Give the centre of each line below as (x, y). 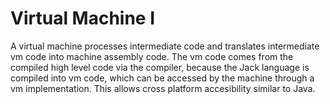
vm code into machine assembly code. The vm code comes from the (152, 56)
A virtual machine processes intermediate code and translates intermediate (165, 46)
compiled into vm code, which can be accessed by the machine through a (162, 78)
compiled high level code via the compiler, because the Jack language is (160, 67)
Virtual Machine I (83, 18)
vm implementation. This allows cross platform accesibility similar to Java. (163, 88)
